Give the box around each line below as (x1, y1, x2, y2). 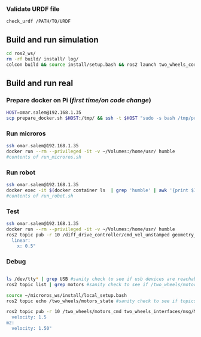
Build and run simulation (6, 35, 99, 45)
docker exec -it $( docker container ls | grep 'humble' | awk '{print (6, 187, 188, 193)
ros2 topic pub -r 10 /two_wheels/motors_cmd (6, 309, 121, 315)
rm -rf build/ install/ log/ (6, 56, 79, 62)
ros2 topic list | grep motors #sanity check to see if (6, 281, 148, 287)
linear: (11, 237, 31, 244)
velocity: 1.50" (11, 326, 52, 332)
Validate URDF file (6, 5, 60, 13)
